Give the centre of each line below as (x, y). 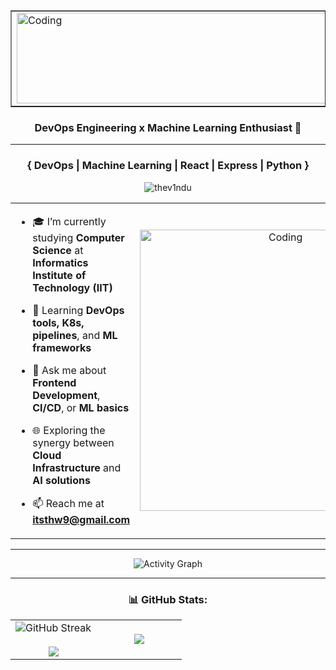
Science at (58, 250)
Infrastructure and (77, 467)
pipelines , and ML (75, 335)
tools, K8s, (58, 322)
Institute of (59, 275)
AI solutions (61, 480)
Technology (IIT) (72, 287)
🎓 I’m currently (69, 221)
